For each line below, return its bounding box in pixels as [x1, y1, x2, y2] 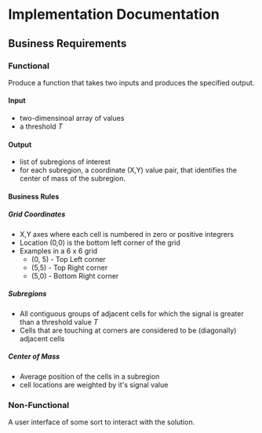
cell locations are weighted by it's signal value [19, 380, 169, 389]
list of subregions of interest [19, 157, 111, 166]
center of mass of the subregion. [19, 174, 126, 184]
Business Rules [8, 191, 60, 201]
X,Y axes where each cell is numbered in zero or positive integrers [19, 229, 234, 238]
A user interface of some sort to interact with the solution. [8, 417, 195, 427]
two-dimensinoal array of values [19, 114, 125, 123]
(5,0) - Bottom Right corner [31, 271, 119, 280]
